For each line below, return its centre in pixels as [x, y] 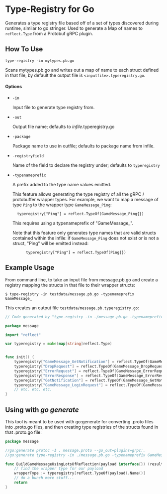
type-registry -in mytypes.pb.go [40, 61]
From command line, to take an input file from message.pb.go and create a [82, 279]
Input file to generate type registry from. [53, 107]
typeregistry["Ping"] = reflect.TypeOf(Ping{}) [76, 252]
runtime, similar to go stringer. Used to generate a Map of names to [74, 28]
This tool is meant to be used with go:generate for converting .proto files [79, 421]
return [21, 483]
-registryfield [28, 156]
